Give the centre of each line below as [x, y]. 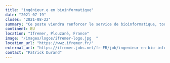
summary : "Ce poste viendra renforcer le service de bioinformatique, [81, 24]
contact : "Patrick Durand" [34, 52]
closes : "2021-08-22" [28, 19]
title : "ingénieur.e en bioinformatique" [50, 10]
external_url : [20, 48]
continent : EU [20, 29]
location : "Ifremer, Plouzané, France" [47, 34]
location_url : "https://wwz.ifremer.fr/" [50, 43]
